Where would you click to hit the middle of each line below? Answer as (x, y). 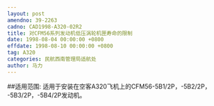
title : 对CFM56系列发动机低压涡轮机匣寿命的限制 (70, 33)
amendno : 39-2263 (32, 20)
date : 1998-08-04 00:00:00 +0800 (56, 40)
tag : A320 (22, 53)
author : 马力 (25, 66)
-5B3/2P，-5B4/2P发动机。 (47, 95)
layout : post (26, 14)
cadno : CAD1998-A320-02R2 (44, 26)
